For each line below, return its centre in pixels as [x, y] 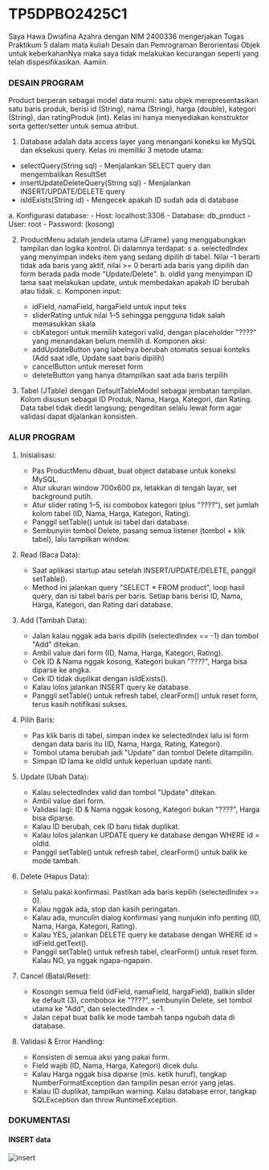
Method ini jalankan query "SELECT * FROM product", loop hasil [138, 587]
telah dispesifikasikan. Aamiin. [58, 62]
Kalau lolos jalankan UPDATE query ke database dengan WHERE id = [146, 835]
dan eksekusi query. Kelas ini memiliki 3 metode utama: [112, 151]
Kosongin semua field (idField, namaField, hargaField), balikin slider [143, 991]
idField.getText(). [60, 943]
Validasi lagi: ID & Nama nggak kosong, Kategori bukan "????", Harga [146, 809]
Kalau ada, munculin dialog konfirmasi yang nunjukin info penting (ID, [146, 917]
